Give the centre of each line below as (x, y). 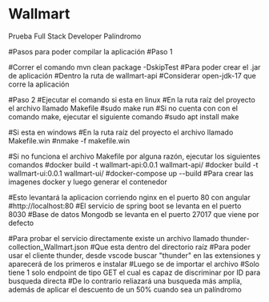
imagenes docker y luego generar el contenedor (88, 182)
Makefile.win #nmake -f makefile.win (69, 140)
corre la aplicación (39, 84)
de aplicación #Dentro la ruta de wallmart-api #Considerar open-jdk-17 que (132, 75)
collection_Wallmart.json (48, 247)
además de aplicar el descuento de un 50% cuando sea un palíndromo (125, 289)
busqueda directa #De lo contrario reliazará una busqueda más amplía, (125, 280)
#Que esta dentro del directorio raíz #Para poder (170, 247)
